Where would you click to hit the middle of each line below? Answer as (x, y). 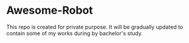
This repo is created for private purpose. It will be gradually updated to (95, 27)
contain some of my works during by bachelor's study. (74, 33)
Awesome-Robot (50, 10)
